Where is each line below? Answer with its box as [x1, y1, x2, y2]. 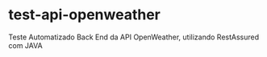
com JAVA [8, 40, 43, 50]
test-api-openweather [8, 6, 161, 24]
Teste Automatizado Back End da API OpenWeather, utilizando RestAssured [8, 32, 260, 42]
